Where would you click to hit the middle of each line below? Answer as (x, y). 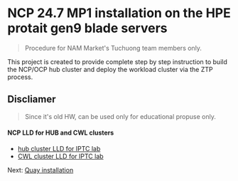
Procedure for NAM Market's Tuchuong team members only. (113, 48)
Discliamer (32, 99)
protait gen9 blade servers (87, 28)
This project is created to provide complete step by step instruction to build (117, 61)
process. (20, 77)
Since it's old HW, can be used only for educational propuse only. (120, 116)
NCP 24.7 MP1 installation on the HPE (119, 13)
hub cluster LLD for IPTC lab (59, 148)
